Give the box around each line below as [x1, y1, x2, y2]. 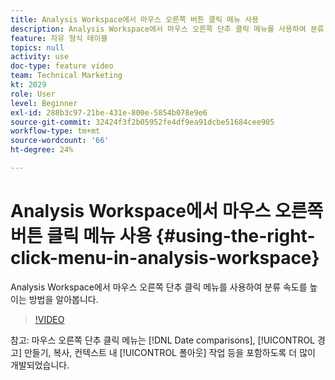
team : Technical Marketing [10, 71, 123, 81]
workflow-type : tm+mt [10, 126, 101, 136]
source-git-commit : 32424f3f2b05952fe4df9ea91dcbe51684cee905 [10, 117, 275, 127]
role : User [10, 89, 56, 99]
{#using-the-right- [155, 225, 316, 248]
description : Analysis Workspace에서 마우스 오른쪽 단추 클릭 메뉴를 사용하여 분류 [10, 24, 325, 34]
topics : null [10, 42, 65, 53]
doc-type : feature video [10, 61, 114, 71]
